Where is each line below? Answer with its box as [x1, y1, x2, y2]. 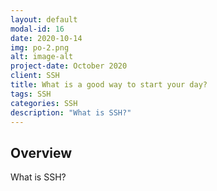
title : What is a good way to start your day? [10, 80, 208, 90]
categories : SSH [10, 98, 78, 108]
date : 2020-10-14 [10, 33, 83, 43]
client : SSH [10, 71, 60, 81]
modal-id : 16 [10, 24, 65, 34]
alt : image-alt [10, 52, 74, 62]
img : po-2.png [10, 42, 70, 53]
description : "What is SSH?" [10, 107, 132, 118]
